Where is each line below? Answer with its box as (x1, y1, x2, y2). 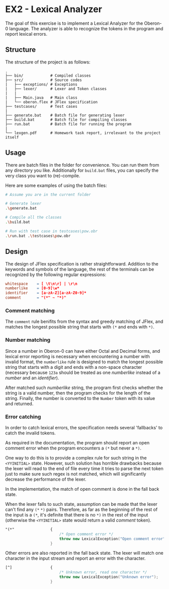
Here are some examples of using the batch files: (5, 182, 107, 188)
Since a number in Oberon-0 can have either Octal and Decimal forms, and (5, 348, 160, 354)
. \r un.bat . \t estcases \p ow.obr (5, 233, 71, 238)
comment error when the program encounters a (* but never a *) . (5, 445, 142, 451)
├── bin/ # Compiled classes (5, 73, 92, 78)
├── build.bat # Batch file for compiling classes (5, 117, 127, 122)
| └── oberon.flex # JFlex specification (5, 99, 98, 104)
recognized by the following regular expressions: (5, 271, 107, 278)
